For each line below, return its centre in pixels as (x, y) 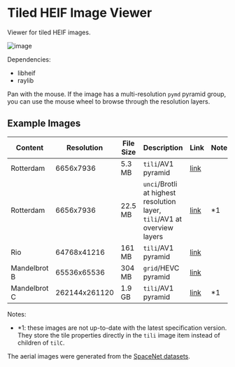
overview (158, 228)
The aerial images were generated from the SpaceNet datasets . (99, 356)
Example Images (44, 124)
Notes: (17, 314)
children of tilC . (41, 342)
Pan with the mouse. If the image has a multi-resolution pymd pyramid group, (117, 94)
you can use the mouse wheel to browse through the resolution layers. (109, 101)
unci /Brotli (160, 183)
